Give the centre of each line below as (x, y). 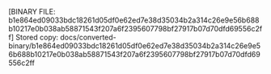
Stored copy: (37, 37)
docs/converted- (89, 37)
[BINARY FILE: (32, 12)
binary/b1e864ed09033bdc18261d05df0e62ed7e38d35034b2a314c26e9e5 (135, 46)
